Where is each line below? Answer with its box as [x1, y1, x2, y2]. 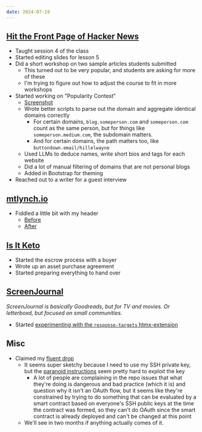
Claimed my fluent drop [15, 354, 74, 362]
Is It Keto [6, 240, 41, 250]
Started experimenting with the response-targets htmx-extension [15, 321, 178, 328]
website [24, 157, 44, 164]
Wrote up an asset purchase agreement [15, 263, 114, 270]
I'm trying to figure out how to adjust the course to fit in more [24, 79, 177, 87]
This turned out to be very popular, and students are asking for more [24, 67, 196, 74]
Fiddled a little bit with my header [15, 210, 99, 217]
